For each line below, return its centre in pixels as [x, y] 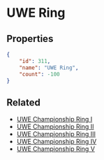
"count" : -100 [39, 74]
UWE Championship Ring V [56, 149]
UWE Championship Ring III [56, 134]
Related [24, 102]
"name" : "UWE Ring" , [49, 68]
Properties [30, 39]
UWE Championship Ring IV [57, 142]
